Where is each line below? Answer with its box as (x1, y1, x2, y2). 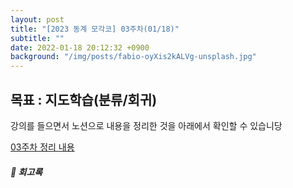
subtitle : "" (10, 33, 65, 43)
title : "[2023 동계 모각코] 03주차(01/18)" (10, 24, 180, 34)
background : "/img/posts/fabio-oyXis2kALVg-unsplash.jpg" (10, 52, 257, 62)
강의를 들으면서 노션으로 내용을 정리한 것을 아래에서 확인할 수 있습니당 (10, 119, 283, 131)
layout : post (10, 14, 65, 25)
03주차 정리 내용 (10, 141, 75, 153)
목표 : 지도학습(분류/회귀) (10, 91, 158, 108)
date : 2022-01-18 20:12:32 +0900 (10, 42, 150, 53)
